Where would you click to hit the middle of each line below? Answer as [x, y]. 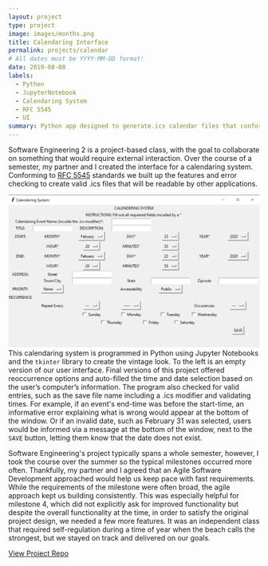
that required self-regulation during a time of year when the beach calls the [132, 529]
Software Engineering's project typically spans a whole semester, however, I [134, 453]
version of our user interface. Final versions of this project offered [116, 370]
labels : [21, 76]
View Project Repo [39, 553]
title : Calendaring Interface [59, 42]
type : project [32, 25]
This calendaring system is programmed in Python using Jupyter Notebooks [134, 353]
